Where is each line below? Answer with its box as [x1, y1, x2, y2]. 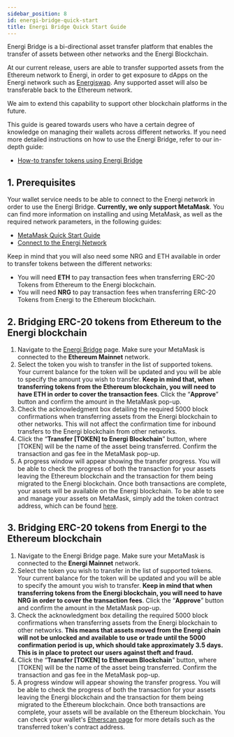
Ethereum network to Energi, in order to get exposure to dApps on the [7, 71, 208, 79]
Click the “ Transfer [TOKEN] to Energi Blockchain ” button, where [17, 435, 207, 443]
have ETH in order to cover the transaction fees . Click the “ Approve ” [17, 390, 219, 398]
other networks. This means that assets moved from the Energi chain [17, 626, 221, 634]
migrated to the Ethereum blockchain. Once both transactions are [17, 700, 206, 708]
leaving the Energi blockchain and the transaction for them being [17, 693, 204, 701]
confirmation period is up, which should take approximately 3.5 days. [17, 640, 224, 649]
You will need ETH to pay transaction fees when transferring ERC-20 [17, 273, 215, 282]
